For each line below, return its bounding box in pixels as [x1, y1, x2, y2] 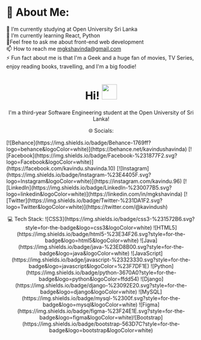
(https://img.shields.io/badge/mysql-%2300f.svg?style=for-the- [22, 294, 181, 301]
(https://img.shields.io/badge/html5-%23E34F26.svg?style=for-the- [16, 230, 186, 237]
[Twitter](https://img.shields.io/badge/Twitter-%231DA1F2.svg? [6, 196, 163, 204]
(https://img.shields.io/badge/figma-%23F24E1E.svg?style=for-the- [17, 307, 185, 315]
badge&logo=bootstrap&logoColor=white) [49, 326, 153, 334]
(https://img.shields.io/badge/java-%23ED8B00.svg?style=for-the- [17, 243, 185, 250]
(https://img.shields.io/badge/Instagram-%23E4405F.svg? [6, 171, 152, 178]
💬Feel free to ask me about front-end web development [6, 38, 144, 45]
